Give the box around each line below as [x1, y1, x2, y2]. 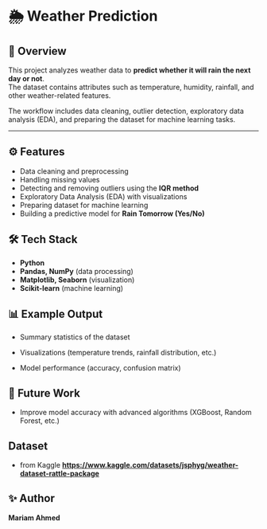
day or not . [8, 74, 45, 83]
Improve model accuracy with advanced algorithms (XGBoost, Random [19, 408, 252, 417]
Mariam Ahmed [8, 512, 61, 523]
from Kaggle [19, 460, 61, 470]
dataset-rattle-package [19, 468, 99, 479]
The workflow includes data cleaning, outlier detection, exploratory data [8, 106, 245, 116]
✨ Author [8, 492, 56, 505]
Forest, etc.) [19, 416, 60, 425]
